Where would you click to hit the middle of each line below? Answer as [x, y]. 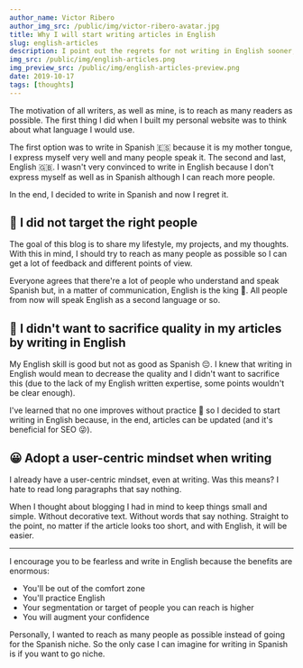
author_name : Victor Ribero [62, 18]
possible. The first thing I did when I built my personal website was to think [148, 120]
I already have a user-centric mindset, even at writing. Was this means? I [144, 480]
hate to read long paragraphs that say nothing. [96, 490]
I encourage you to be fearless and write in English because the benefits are [151, 562]
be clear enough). [42, 393]
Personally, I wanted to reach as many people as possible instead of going [147, 635]
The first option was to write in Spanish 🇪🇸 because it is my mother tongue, [151, 147]
